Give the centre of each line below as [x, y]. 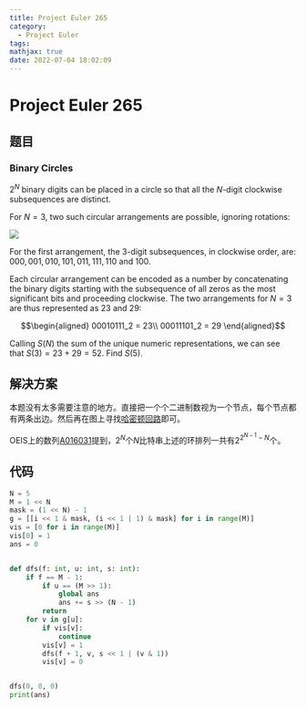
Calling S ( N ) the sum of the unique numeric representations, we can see [145, 343]
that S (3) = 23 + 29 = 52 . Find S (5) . [76, 353]
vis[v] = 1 [63, 645]
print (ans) [30, 695]
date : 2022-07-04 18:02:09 [61, 60]
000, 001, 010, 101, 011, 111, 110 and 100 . [81, 261]
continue [75, 636]
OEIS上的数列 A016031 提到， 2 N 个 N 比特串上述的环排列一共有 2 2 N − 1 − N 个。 [148, 438]
